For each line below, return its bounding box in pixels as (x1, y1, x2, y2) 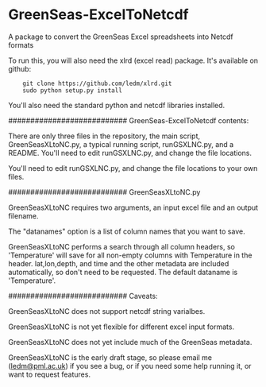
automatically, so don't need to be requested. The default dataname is (8, 267, 238, 277)
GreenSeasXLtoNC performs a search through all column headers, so (8, 242, 236, 251)
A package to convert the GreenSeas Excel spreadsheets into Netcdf (8, 32, 233, 41)
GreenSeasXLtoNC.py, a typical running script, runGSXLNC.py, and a (8, 139, 234, 149)
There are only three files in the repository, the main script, (8, 131, 201, 141)
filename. (8, 211, 39, 220)
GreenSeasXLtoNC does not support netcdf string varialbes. (8, 306, 206, 315)
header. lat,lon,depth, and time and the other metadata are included (8, 258, 229, 268)
